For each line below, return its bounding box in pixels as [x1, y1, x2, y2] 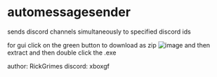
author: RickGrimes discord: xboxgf [7, 62, 110, 70]
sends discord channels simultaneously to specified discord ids [7, 27, 191, 36]
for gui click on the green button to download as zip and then [7, 41, 211, 49]
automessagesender [7, 4, 131, 20]
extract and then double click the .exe [7, 48, 117, 57]
